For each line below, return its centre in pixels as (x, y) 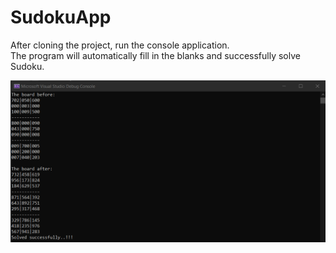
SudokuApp (61, 17)
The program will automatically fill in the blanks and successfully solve (155, 55)
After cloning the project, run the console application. (120, 45)
